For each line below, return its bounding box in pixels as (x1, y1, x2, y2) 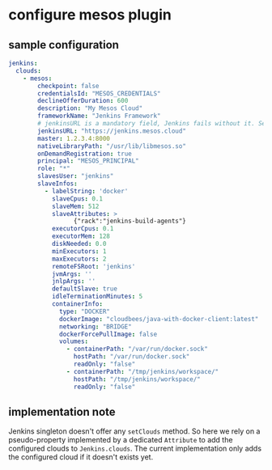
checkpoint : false (37, 82, 100, 90)
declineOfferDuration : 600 (37, 97, 129, 105)
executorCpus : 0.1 (51, 225, 114, 233)
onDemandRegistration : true (37, 150, 132, 158)
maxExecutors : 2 (51, 255, 107, 263)
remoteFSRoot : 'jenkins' (51, 262, 136, 270)
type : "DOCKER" (59, 307, 111, 315)
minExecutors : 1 (51, 247, 107, 256)
